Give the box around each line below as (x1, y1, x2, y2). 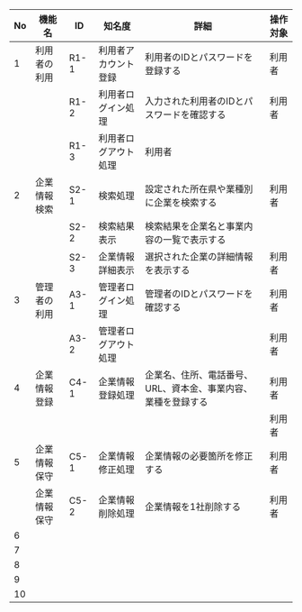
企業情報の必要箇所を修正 (145, 450, 253, 462)
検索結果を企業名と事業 (145, 220, 244, 233)
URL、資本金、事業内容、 (145, 382, 253, 395)
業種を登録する (145, 396, 209, 408)
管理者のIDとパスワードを (145, 288, 253, 300)
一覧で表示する (163, 233, 226, 246)
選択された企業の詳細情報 (145, 251, 253, 262)
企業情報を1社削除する (145, 500, 241, 513)
